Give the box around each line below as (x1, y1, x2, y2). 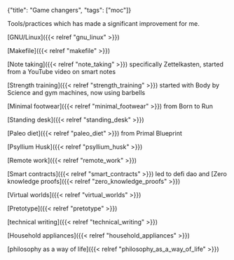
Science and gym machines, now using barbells (7, 89, 146, 96)
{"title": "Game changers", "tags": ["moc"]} (7, 6, 132, 14)
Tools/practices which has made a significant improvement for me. (7, 20, 200, 27)
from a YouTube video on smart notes (7, 68, 116, 75)
